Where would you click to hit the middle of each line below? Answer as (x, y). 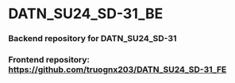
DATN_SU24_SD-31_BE (86, 14)
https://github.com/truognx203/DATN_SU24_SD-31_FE (118, 70)
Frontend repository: (49, 60)
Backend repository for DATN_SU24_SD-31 (92, 39)
